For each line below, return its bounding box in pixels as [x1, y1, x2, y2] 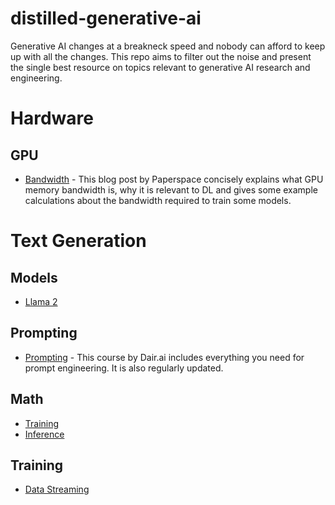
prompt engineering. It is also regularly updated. [24, 362, 224, 374]
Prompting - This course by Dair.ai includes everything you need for [24, 351, 305, 363]
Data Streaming [24, 483, 90, 496]
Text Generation [10, 230, 147, 252]
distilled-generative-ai [10, 7, 202, 30]
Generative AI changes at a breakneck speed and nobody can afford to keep [10, 40, 326, 52]
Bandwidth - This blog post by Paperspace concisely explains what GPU [24, 173, 324, 185]
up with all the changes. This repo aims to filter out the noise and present [10, 50, 312, 62]
